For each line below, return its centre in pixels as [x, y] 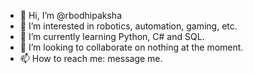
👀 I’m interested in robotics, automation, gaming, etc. [128, 26]
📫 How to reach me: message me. [91, 58]
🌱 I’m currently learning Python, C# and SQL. [112, 36]
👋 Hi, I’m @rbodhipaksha [71, 15]
